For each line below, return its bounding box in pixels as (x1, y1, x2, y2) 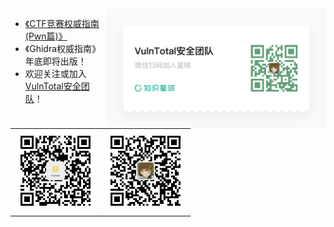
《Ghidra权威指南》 (24, 43, 102, 54)
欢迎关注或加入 (24, 68, 87, 79)
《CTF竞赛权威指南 (24, 18, 100, 29)
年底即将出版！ (24, 55, 87, 67)
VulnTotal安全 (24, 80, 82, 92)
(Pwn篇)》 (24, 30, 68, 42)
